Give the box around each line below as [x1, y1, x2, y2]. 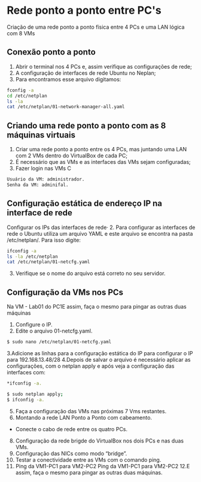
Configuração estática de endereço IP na [7, 199, 163, 209]
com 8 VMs [7, 29, 35, 36]
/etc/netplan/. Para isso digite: [7, 236, 81, 243]
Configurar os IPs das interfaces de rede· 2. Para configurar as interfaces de [7, 224, 196, 231]
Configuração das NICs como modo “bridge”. [15, 450, 127, 457]
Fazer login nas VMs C [15, 165, 71, 172]
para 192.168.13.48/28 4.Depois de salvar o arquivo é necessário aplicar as [7, 356, 191, 363]
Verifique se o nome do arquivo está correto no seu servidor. [15, 270, 166, 277]
